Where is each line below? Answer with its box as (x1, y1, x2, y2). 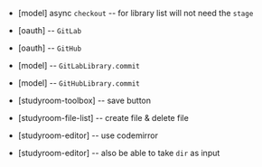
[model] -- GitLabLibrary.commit (17, 60, 140, 70)
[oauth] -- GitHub (17, 42, 82, 53)
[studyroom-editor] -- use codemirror (17, 130, 159, 141)
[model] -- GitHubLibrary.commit (17, 78, 140, 88)
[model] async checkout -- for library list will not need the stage (17, 8, 254, 18)
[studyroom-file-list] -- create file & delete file (17, 113, 190, 123)
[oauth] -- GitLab (17, 25, 82, 35)
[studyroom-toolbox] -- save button (17, 95, 152, 106)
